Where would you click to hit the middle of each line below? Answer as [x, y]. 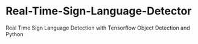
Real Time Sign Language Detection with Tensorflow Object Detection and [98, 28]
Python [14, 34]
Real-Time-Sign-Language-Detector [99, 11]
